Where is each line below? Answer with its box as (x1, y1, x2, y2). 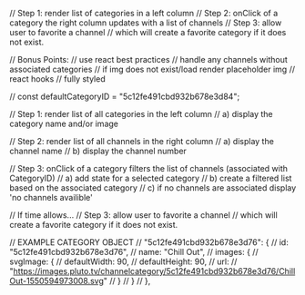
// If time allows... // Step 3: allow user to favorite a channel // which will (9, 210, 278, 221)
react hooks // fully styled (9, 74, 107, 84)
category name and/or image (9, 118, 118, 129)
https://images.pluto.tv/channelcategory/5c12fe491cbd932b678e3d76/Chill (13, 266, 296, 276)
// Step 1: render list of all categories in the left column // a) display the (9, 109, 273, 119)
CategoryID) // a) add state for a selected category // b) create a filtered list (9, 172, 292, 183)
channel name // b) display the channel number (9, 145, 187, 156)
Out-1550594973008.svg (9, 276, 105, 286)
